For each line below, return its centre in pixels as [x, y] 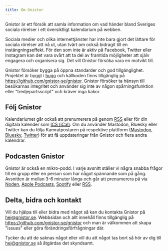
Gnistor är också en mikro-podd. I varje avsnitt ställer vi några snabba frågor [84, 168]
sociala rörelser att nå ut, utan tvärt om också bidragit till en [66, 44]
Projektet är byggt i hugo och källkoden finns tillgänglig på [65, 75]
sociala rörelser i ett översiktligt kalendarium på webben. [63, 29]
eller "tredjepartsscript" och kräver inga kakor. [53, 91]
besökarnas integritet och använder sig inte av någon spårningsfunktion [79, 86]
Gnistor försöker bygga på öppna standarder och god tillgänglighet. [74, 70]
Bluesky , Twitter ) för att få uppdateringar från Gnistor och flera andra [76, 135]
